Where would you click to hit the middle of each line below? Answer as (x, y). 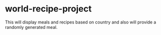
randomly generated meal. (31, 27)
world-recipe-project (48, 9)
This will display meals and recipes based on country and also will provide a (80, 22)
